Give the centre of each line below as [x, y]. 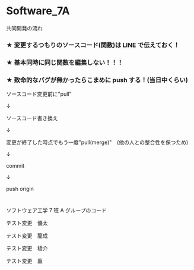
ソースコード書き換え [32, 118]
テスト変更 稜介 [27, 249]
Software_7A [38, 11]
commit [15, 166]
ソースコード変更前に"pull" [39, 94]
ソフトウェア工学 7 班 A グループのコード [56, 211]
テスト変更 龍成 [27, 236]
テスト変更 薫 [24, 261]
